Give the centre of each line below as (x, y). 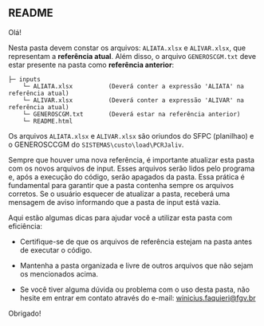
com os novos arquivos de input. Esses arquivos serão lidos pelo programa (132, 168)
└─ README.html (48, 121)
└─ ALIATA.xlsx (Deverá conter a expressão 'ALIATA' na (134, 86)
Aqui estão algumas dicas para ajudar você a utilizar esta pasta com (120, 218)
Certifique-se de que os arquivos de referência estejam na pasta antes (136, 242)
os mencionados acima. (59, 273)
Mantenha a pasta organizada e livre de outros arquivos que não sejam (136, 265)
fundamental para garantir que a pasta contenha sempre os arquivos (121, 185)
